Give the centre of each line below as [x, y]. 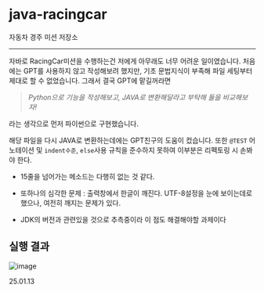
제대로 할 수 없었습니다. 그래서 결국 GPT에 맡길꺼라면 [90, 81]
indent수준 [60, 150]
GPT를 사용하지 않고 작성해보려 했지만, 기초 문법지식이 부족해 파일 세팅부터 [138, 70]
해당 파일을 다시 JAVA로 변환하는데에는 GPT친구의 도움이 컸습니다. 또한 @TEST [128, 140]
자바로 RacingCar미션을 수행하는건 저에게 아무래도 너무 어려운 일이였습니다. [125, 61]
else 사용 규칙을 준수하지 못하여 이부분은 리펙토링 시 [159, 150]
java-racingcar [58, 14]
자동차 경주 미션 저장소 [43, 37]
